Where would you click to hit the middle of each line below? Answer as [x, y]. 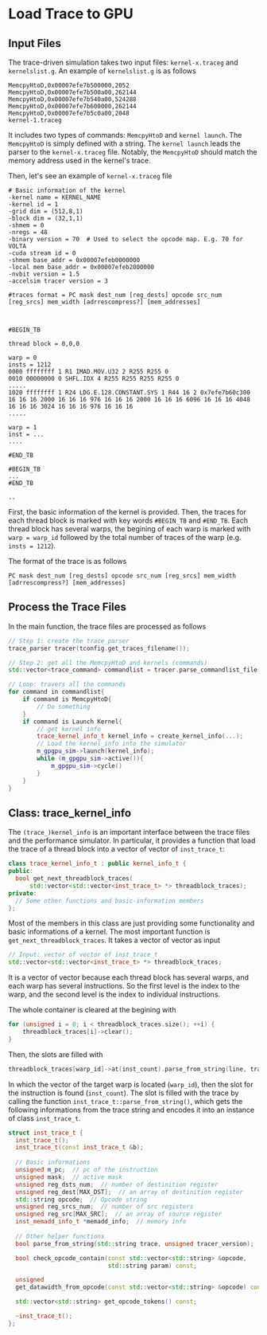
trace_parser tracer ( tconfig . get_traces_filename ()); [99, 648]
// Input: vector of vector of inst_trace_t [83, 955]
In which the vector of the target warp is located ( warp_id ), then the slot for [131, 1084]
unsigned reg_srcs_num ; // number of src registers [104, 1207]
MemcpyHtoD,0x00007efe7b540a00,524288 [72, 100]
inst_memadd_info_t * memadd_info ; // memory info [101, 1222]
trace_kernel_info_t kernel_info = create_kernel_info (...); [140, 736]
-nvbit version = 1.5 [44, 274]
